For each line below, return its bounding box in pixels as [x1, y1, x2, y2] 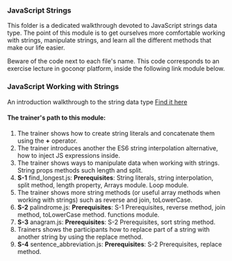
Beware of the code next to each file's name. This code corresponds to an [7, 57, 220, 65]
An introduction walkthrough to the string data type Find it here [7, 97, 188, 106]
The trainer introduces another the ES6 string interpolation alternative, [17, 143, 219, 152]
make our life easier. [7, 44, 65, 52]
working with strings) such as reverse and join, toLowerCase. [17, 196, 193, 204]
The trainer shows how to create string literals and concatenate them [17, 129, 215, 137]
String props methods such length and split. [17, 166, 143, 174]
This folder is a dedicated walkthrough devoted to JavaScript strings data [7, 22, 217, 30]
